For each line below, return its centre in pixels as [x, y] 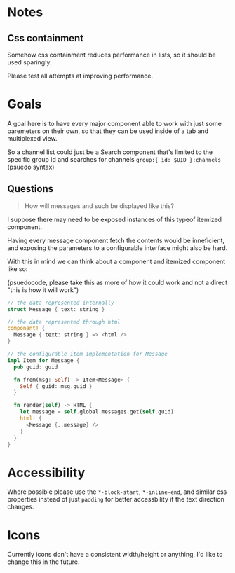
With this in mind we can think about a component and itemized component [116, 261]
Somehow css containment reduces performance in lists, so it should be [112, 55]
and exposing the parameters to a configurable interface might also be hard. [117, 248]
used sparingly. [29, 62]
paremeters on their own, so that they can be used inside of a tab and [108, 131]
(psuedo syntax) [31, 167]
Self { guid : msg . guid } [56, 386]
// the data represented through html [64, 322]
